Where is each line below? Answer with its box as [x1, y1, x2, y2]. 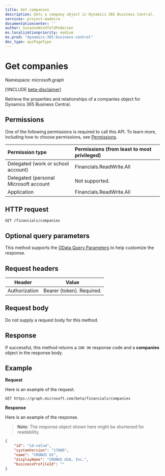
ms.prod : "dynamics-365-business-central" [5, 35, 93, 40]
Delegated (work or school [7, 160, 69, 167]
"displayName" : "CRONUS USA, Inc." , [14, 457, 89, 462]
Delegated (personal [7, 174, 55, 181]
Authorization [7, 287, 39, 294]
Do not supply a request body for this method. [5, 317, 99, 323]
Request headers [5, 264, 59, 273]
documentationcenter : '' [5, 21, 56, 26]
